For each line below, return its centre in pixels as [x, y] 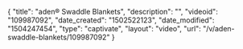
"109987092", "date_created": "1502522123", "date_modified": [111, 20]
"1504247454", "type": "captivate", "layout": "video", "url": [105, 29]
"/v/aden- [219, 29]
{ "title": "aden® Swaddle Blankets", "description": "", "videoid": [113, 12]
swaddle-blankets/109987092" [59, 37]
